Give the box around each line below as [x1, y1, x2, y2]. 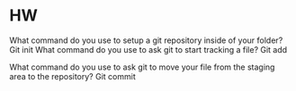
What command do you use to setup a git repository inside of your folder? [9, 35, 283, 45]
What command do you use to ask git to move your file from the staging [9, 62, 275, 72]
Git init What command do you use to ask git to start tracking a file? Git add [9, 44, 288, 54]
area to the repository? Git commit [9, 70, 137, 81]
